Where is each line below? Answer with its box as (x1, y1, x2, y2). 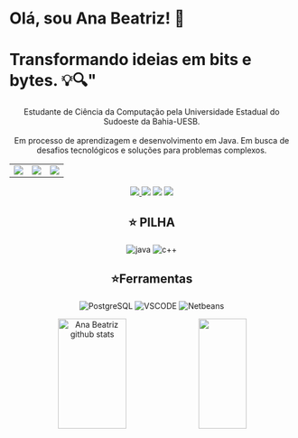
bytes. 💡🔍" (9, 70, 97, 91)
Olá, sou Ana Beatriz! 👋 (9, 8, 185, 29)
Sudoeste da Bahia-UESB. (103, 116, 200, 127)
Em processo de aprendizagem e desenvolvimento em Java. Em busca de (14, 135, 290, 146)
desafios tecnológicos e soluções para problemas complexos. (36, 144, 267, 156)
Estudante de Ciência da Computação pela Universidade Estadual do (23, 107, 280, 117)
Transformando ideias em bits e (9, 50, 252, 70)
